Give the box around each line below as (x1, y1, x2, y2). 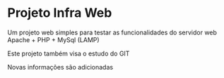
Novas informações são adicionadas (7, 63, 114, 71)
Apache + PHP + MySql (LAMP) (7, 35, 100, 44)
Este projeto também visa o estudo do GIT (7, 49, 130, 58)
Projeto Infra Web (7, 5, 112, 21)
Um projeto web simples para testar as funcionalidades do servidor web (7, 28, 218, 37)
